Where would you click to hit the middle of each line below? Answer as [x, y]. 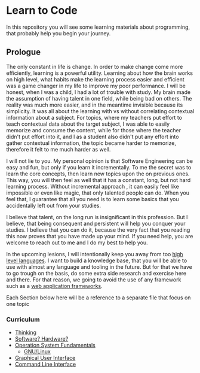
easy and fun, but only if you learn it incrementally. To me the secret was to [99, 167]
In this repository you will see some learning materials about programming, [98, 27]
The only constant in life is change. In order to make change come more [95, 66]
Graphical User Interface [45, 358]
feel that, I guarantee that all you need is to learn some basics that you [93, 199]
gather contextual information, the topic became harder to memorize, [91, 143]
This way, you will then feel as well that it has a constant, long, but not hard [99, 180]
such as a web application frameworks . [54, 286]
